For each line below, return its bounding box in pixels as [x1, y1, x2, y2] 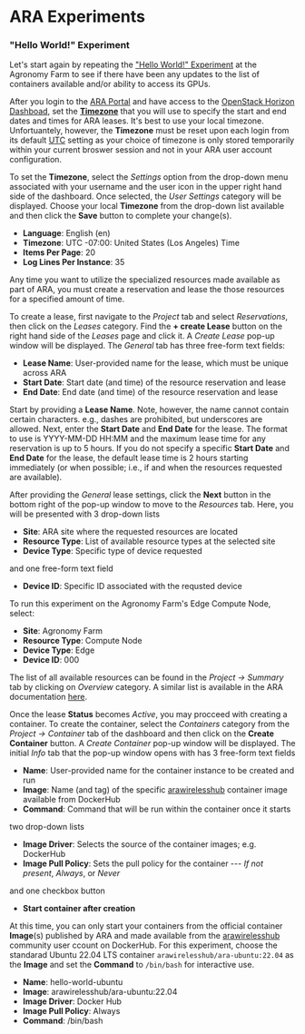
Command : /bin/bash [22, 1015, 103, 1027]
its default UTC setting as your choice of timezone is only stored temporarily [9, 134, 295, 146]
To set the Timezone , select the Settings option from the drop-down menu [9, 172, 289, 182]
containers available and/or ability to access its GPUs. [9, 79, 212, 90]
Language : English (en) [22, 228, 111, 239]
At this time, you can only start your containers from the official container [9, 921, 283, 931]
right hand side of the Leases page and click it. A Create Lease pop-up [9, 330, 275, 341]
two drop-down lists [9, 822, 84, 832]
